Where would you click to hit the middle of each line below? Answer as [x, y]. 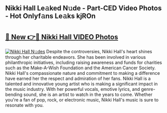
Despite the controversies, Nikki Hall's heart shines [99, 51]
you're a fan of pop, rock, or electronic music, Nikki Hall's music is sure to [82, 100]
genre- [148, 89]
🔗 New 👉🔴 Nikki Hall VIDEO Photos [62, 37]
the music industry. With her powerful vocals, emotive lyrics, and [73, 89]
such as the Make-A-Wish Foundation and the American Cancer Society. [80, 68]
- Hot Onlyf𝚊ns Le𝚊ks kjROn [50, 16]
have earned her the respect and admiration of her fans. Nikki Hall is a [78, 78]
